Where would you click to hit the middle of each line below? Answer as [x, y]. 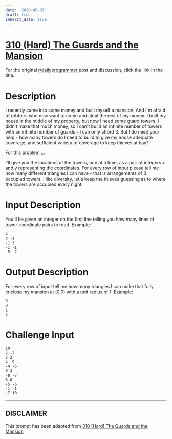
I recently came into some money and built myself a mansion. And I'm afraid [85, 110]
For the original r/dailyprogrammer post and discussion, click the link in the [84, 70]
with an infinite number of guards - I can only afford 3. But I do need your [82, 132]
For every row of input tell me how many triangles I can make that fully [79, 287]
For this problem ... [25, 153]
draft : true [18, 15]
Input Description [43, 205]
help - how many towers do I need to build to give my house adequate [79, 137]
